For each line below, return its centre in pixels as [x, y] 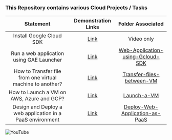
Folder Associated [141, 24]
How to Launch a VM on [37, 92]
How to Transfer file [37, 71]
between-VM [141, 81]
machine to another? [37, 84]
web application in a [38, 114]
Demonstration [93, 21]
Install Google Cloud [37, 36]
